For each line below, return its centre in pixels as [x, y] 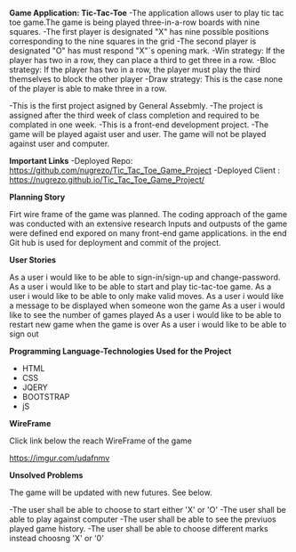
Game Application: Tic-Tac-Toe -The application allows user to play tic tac [147, 13]
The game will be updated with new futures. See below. [111, 492]
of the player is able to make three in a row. [88, 89]
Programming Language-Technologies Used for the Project [120, 351]
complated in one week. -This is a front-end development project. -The [139, 125]
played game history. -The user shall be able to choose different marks [139, 528]
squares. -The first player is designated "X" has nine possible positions [139, 32]
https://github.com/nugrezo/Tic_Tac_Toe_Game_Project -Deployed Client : [144, 170]
